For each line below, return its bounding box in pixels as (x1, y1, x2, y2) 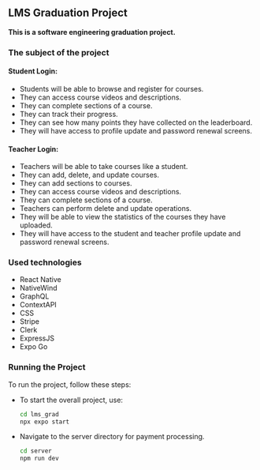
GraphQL (19, 291, 50, 301)
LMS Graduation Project (8, 6, 128, 20)
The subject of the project (8, 47, 110, 58)
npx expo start (19, 418, 70, 426)
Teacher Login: (8, 144, 59, 153)
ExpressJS (19, 333, 55, 343)
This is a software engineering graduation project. (8, 27, 176, 36)
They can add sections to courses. (19, 179, 132, 188)
